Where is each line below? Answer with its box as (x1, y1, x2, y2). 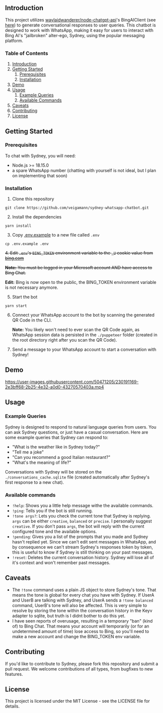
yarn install (5, 223, 32, 229)
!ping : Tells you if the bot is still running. (12, 508, 93, 514)
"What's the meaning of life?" (12, 459, 72, 465)
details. (5, 703, 20, 709)
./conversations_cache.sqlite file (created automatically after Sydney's (5, 474, 150, 480)
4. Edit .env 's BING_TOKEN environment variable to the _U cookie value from (5, 250, 153, 256)
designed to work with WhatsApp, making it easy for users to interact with (5, 27, 154, 33)
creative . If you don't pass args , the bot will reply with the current (12, 523, 145, 529)
